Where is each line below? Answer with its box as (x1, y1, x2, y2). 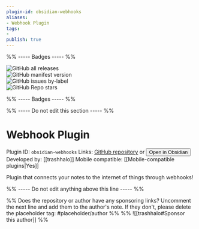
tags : (6, 25, 20, 32)
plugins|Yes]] (6, 162, 39, 169)
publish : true (6, 37, 42, 43)
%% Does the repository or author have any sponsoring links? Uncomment (6, 197, 191, 204)
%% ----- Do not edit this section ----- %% (6, 107, 114, 114)
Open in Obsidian (149, 149, 188, 155)
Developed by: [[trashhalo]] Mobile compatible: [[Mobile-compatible (6, 155, 175, 162)
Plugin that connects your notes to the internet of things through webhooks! (6, 173, 194, 180)
